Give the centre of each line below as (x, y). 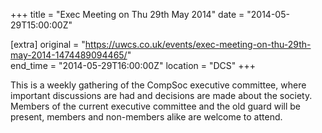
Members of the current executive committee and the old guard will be (155, 106)
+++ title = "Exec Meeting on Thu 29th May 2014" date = (127, 14)
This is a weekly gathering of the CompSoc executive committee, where (158, 85)
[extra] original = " (48, 44)
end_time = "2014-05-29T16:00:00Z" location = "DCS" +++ (133, 65)
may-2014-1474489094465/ (69, 55)
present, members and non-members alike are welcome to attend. (146, 117)
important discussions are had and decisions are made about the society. (161, 95)
